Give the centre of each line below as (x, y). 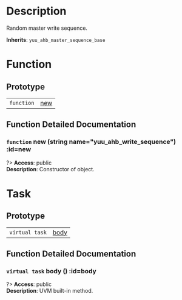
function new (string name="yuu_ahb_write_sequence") (91, 142)
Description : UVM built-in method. (50, 291)
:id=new (19, 149)
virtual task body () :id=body (52, 271)
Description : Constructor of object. (51, 169)
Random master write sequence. (47, 28)
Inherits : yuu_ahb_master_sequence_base (56, 39)
